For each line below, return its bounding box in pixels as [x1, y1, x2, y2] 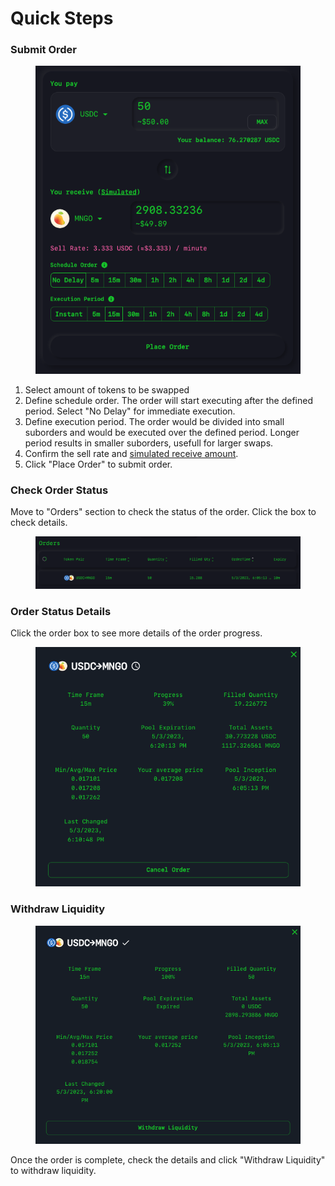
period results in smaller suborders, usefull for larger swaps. [24, 437, 274, 449]
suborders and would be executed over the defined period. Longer [24, 426, 300, 438]
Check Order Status [10, 483, 109, 497]
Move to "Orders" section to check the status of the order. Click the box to [10, 505, 317, 517]
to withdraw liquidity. [10, 1165, 97, 1177]
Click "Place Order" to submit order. [24, 458, 173, 470]
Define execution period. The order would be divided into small [24, 415, 285, 427]
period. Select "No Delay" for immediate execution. [24, 405, 236, 417]
